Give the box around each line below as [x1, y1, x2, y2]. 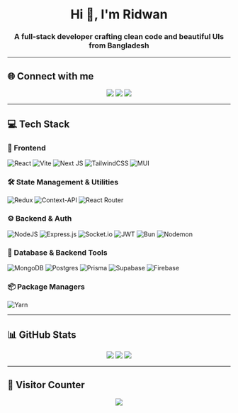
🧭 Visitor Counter [7, 379, 85, 391]
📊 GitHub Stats [7, 329, 76, 341]
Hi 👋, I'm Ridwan [70, 6, 168, 23]
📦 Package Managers [7, 282, 85, 292]
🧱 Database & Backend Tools [7, 248, 108, 258]
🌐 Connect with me [7, 70, 94, 82]
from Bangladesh [89, 40, 149, 50]
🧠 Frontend [7, 143, 46, 153]
